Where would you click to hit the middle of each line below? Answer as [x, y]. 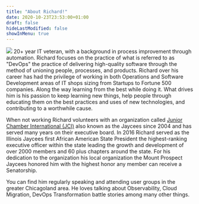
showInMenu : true [28, 34]
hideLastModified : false [37, 28]
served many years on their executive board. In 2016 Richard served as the [98, 133]
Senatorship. [22, 171]
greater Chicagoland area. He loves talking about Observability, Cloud [91, 189]
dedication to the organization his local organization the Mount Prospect [94, 158]
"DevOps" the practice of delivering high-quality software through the [91, 64]
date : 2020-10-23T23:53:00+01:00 [48, 17]
